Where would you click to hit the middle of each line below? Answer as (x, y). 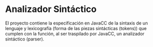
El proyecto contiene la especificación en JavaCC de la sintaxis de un (76, 23)
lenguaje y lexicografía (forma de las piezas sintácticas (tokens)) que (76, 28)
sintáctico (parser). (25, 39)
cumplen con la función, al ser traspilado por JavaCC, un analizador (75, 33)
